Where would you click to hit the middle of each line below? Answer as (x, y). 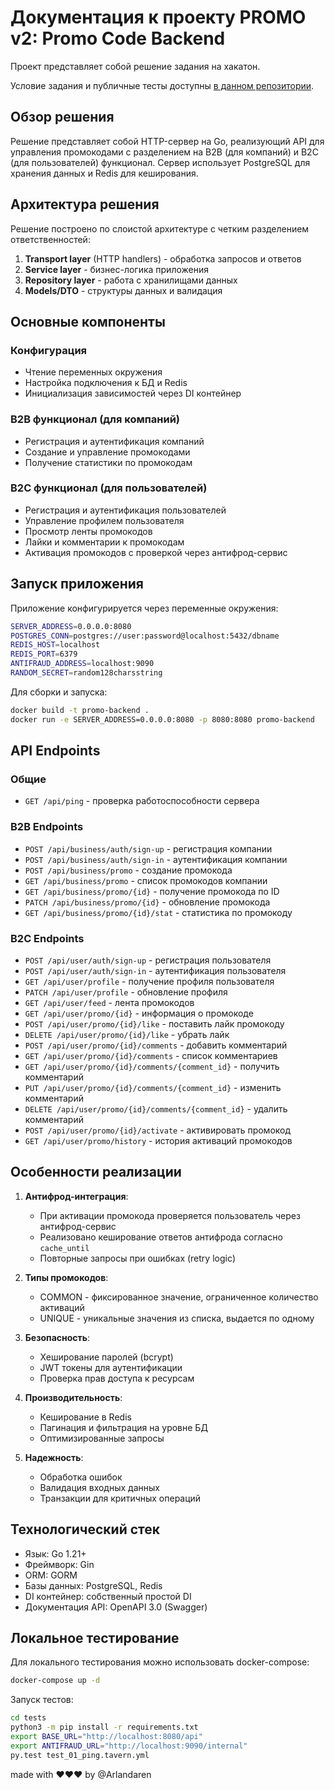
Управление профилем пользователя (104, 520)
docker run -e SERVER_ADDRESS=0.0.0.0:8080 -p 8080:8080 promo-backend (162, 719)
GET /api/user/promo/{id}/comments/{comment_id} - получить (152, 1066)
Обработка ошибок (81, 1477)
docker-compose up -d (55, 1681)
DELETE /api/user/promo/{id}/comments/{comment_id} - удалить (156, 1108)
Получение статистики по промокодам (108, 462)
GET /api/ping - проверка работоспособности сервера (142, 801)
